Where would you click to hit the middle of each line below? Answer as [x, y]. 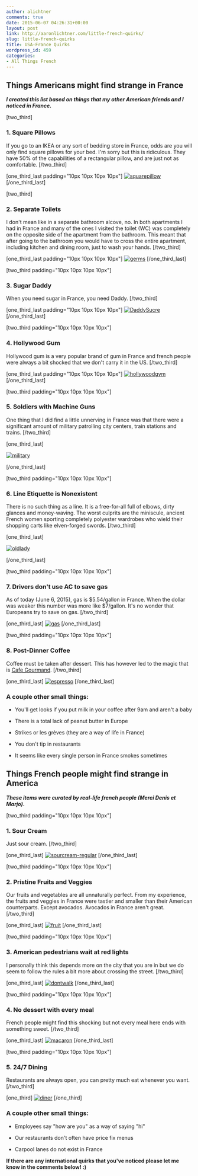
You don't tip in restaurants [48, 744]
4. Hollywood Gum [33, 343]
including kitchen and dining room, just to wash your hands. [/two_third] [94, 247]
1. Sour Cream [27, 830]
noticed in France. [29, 106]
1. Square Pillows [31, 133]
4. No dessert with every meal [50, 1009]
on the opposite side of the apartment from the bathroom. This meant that [96, 234]
